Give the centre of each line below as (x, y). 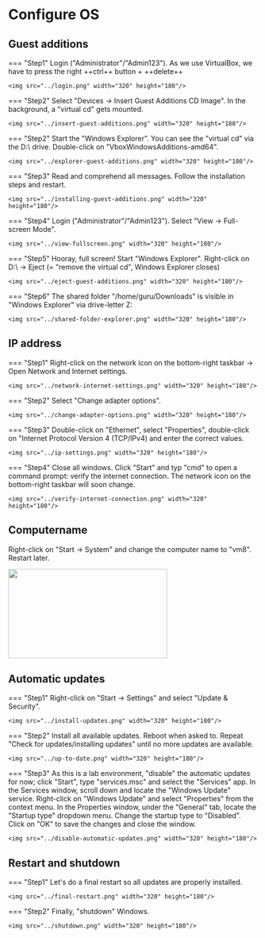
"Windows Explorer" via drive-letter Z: (71, 305)
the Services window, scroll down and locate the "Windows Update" (120, 790)
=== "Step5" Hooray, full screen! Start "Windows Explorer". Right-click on (129, 259)
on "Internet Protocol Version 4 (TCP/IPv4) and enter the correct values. (126, 438)
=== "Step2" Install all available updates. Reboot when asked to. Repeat (126, 735)
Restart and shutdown (64, 863)
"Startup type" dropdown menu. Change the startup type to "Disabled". (125, 816)
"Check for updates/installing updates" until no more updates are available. (131, 744)
